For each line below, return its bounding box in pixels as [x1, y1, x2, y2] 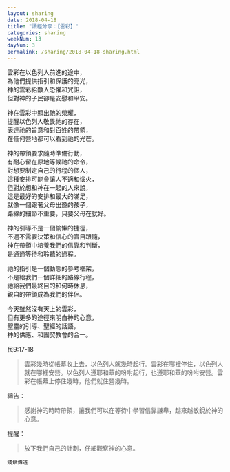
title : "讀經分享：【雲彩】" [7, 23, 79, 30]
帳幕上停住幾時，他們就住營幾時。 [36, 376, 133, 385]
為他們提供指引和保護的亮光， [7, 76, 92, 85]
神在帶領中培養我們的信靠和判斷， [7, 241, 104, 249]
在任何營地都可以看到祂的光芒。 [7, 134, 98, 142]
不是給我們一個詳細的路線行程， [7, 272, 98, 281]
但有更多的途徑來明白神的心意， [7, 313, 98, 321]
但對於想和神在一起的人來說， [7, 183, 92, 191]
